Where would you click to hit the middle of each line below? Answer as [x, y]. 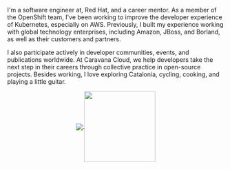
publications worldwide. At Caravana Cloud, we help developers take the [110, 60]
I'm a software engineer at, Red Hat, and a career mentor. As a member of [112, 10]
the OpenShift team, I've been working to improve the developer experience [115, 17]
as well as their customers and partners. [64, 39]
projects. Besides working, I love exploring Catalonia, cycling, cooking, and [114, 74]
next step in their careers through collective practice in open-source [104, 67]
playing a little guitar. [37, 81]
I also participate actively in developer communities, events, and [98, 52]
